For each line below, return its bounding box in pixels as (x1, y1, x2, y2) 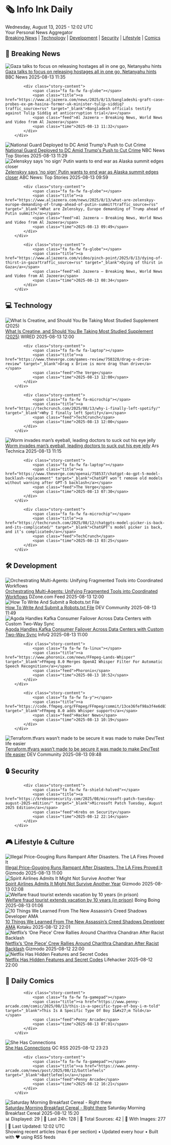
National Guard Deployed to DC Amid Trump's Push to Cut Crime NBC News (5, 147, 165, 153)
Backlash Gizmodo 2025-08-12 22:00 (5, 946, 85, 952)
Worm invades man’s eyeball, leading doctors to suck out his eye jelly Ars (5, 443, 159, 449)
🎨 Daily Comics (5, 977, 54, 985)
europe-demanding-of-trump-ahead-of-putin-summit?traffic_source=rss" (5, 202, 158, 207)
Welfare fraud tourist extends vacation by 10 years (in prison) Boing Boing (5, 897, 160, 903)
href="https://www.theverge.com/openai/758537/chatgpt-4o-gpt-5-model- (5, 471, 160, 476)
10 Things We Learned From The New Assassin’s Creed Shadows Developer (5, 919, 165, 925)
